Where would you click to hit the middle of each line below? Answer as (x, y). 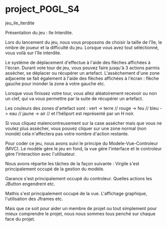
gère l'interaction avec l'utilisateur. (40, 154)
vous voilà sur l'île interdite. (33, 53)
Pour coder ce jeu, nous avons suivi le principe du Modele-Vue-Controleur (82, 143)
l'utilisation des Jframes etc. (34, 199)
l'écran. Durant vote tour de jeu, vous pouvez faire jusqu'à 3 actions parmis (83, 68)
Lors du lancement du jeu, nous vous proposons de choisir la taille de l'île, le (83, 42)
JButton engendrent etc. (30, 184)
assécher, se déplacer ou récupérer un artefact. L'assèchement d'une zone (83, 73)
